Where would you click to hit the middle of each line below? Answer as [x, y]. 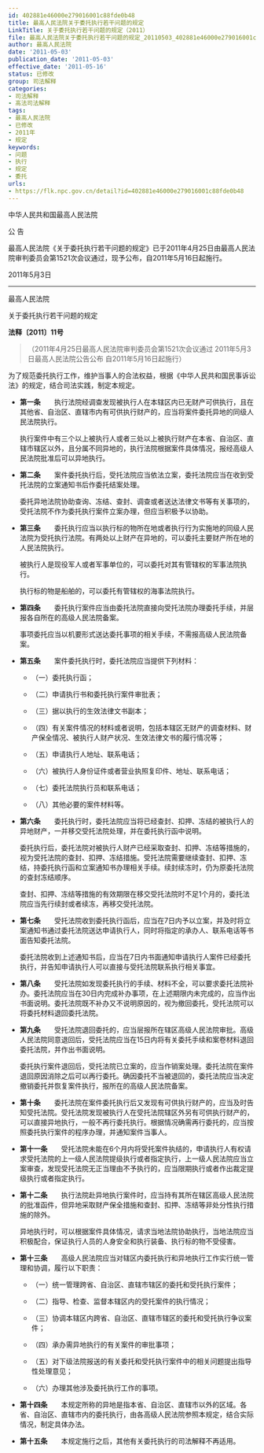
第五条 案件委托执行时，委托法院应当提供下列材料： [109, 660]
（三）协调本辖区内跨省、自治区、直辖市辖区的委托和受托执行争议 [138, 1318]
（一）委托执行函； [62, 677]
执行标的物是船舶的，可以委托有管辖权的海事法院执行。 [109, 590]
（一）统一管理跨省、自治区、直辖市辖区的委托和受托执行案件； [134, 1285]
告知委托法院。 [51, 940]
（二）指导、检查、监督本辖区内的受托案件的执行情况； [121, 1301]
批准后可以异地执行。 [75, 458]
